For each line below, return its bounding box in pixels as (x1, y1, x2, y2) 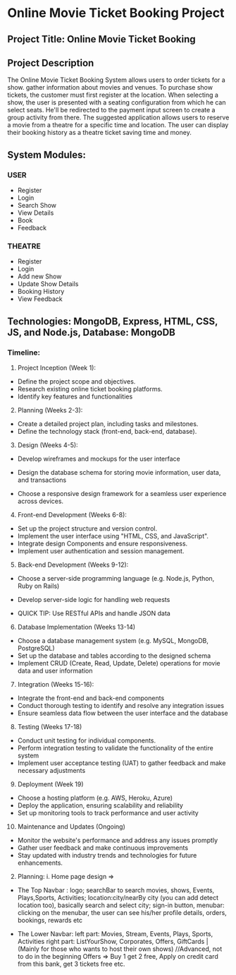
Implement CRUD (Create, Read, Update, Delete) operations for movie (17, 659, 221, 668)
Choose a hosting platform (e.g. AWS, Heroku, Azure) (17, 793, 173, 803)
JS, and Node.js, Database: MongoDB (7, 326, 176, 338)
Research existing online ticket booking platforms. (17, 385, 163, 394)
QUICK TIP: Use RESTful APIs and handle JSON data (17, 609, 170, 617)
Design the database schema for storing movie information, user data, (17, 468, 221, 477)
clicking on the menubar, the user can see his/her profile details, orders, (17, 909, 227, 917)
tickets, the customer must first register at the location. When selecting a (7, 90, 218, 100)
